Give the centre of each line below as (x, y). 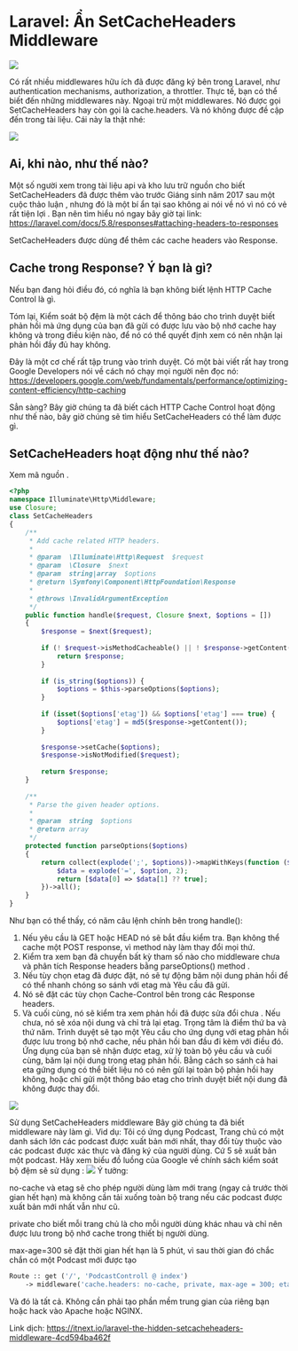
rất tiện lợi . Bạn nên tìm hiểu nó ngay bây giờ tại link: (106, 213)
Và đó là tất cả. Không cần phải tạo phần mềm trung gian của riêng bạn (139, 1301)
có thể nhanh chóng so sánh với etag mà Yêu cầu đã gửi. (126, 985)
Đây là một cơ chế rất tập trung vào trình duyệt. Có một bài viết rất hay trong (149, 361)
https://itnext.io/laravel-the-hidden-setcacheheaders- (145, 1328)
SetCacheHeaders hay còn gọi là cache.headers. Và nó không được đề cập (147, 110)
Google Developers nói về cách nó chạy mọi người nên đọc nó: (124, 371)
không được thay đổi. (61, 1088)
